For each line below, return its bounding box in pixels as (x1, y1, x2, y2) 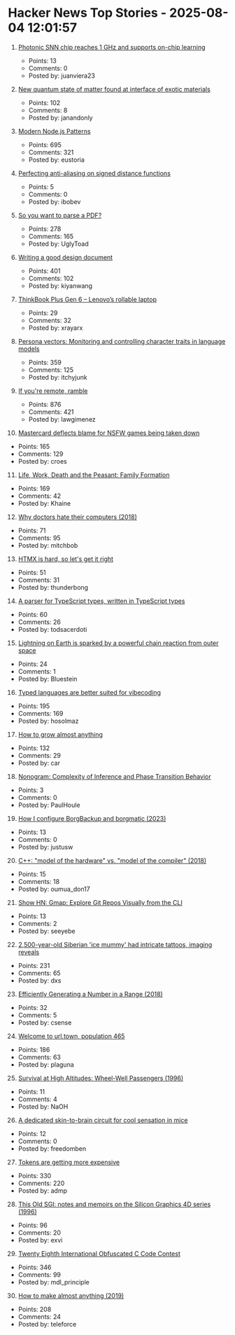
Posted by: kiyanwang (28, 282, 93, 290)
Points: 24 (17, 660, 48, 668)
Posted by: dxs (17, 976, 62, 985)
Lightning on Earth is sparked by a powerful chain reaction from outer (17, 639, 219, 647)
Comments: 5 (17, 1011, 57, 1019)
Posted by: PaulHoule (17, 801, 80, 809)
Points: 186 (17, 1045, 50, 1053)
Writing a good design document (17, 253, 113, 261)
